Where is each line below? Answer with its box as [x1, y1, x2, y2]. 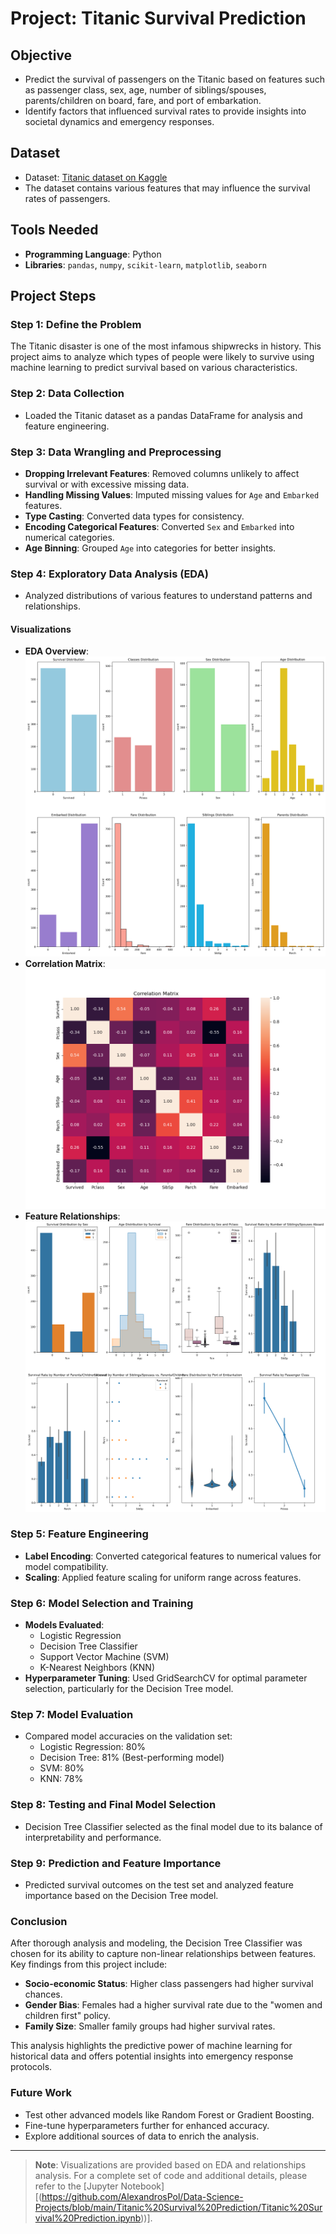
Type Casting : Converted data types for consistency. [24, 510, 245, 522]
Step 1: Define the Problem [10, 317, 142, 331]
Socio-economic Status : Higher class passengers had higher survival [24, 1978, 314, 1990]
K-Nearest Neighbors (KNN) [39, 1662, 155, 1674]
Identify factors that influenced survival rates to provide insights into [24, 105, 307, 117]
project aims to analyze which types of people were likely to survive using [10, 351, 315, 363]
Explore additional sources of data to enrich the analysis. [24, 2130, 260, 2142]
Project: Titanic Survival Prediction [10, 7, 307, 30]
